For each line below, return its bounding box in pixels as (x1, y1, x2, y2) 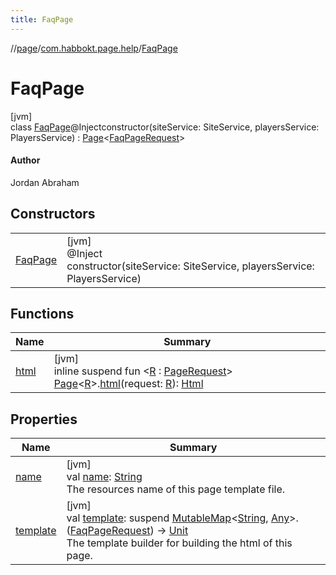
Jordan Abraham (10, 176, 80, 188)
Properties (10, 411, 78, 428)
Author (10, 154, 41, 166)
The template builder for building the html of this (66, 536, 293, 550)
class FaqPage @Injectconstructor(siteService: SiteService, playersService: (10, 121, 320, 133)
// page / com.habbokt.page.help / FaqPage (10, 42, 178, 54)
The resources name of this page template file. (66, 482, 286, 496)
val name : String (66, 470, 143, 484)
